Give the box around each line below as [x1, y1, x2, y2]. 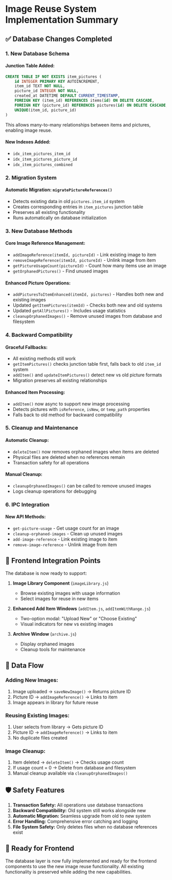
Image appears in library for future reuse [12, 699, 99, 705]
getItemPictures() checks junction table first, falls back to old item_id [12, 361, 161, 367]
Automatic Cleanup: [5, 437, 49, 443]
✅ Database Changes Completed [5, 34, 113, 43]
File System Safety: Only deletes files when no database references [12, 823, 158, 830]
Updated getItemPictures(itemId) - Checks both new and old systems [12, 302, 163, 309]
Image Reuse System [5, 3, 97, 15]
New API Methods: [5, 514, 46, 520]
